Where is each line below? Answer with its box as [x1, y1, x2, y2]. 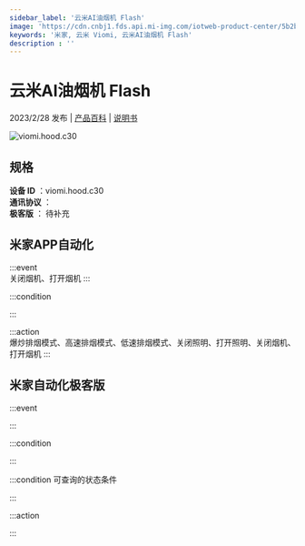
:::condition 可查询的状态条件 [9, 474, 118, 485]
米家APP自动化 [9, 238, 93, 253]
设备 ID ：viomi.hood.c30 [9, 186, 104, 196]
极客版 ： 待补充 [9, 208, 70, 218]
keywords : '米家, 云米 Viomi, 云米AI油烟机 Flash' [9, 30, 192, 39]
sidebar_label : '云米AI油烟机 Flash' [9, 13, 145, 23]
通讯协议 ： [9, 197, 52, 207]
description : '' [9, 38, 75, 48]
